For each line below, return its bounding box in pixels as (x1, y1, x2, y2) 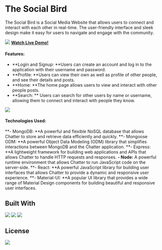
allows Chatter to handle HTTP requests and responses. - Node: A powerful (5, 154, 157, 160)
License (5, 227, 30, 235)
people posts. (12, 87, 40, 93)
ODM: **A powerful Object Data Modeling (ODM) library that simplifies (5, 139, 147, 145)
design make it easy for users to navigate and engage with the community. (5, 30, 154, 35)
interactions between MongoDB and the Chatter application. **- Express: (5, 144, 151, 150)
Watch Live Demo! (11, 40, 49, 46)
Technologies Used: (5, 118, 47, 124)
